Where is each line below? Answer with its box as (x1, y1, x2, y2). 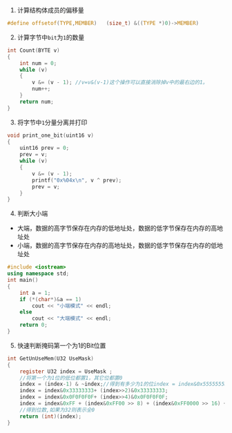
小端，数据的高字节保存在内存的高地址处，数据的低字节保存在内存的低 (17, 241, 217, 250)
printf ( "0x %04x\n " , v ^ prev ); (32, 177, 122, 184)
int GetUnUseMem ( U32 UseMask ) (7, 355, 95, 362)
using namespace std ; (7, 270, 70, 278)
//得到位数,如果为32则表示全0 (19, 406, 95, 413)
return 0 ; (19, 322, 48, 329)
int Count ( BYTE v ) (7, 47, 60, 54)
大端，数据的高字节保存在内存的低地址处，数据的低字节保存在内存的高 (17, 224, 217, 233)
